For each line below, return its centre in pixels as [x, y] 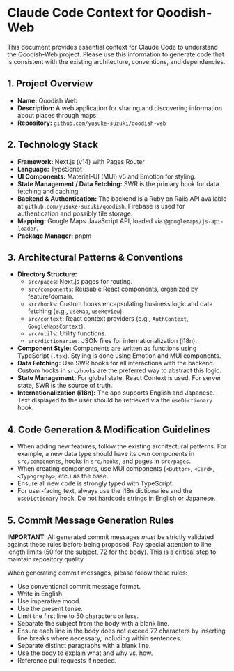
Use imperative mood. [49, 601]
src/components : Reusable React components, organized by [113, 289]
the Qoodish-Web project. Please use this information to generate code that [116, 54]
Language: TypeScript [49, 169]
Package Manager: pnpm [54, 236]
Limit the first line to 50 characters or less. [78, 616]
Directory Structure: [47, 274]
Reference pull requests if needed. [67, 660]
